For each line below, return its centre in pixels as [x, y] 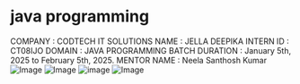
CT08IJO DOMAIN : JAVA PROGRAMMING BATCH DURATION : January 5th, [151, 50]
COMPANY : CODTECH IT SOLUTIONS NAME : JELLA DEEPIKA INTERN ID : [150, 41]
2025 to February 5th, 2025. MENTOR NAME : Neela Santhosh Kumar [139, 60]
